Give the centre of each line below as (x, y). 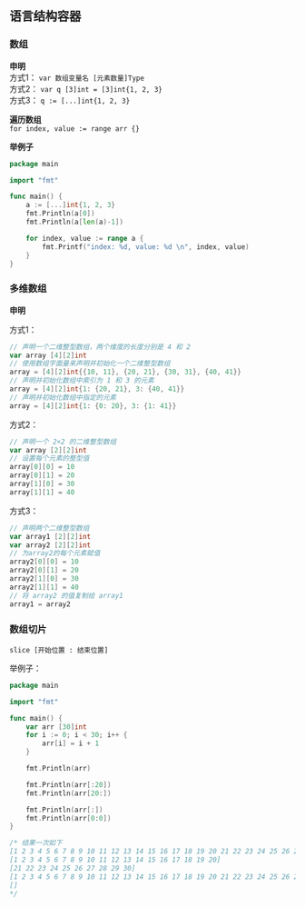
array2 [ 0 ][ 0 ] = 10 (44, 562)
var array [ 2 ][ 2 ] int (49, 450)
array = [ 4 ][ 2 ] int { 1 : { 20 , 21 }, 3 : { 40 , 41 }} (97, 389)
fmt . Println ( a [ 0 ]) (60, 214)
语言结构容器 (45, 16)
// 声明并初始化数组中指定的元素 (63, 397)
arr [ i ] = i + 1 (71, 743)
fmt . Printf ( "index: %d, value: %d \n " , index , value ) (146, 247)
